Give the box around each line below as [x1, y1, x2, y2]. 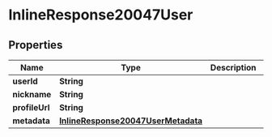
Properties [8, 38, 63, 52]
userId [12, 75, 38, 87]
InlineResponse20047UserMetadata [59, 115, 203, 126]
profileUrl [12, 102, 50, 113]
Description [210, 62, 257, 73]
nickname [12, 89, 52, 100]
